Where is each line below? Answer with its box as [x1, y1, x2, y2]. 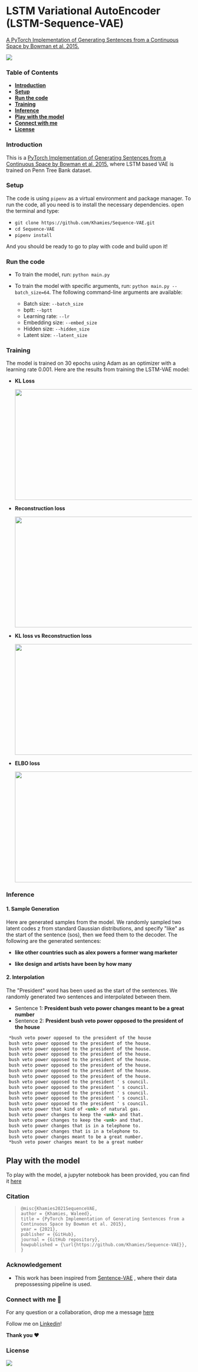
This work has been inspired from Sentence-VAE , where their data [14, 1274, 177, 1281]
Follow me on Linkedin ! [6, 1320, 62, 1327]
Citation [6, 1192, 29, 1201]
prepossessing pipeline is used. [14, 1280, 92, 1287]
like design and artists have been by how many [14, 960, 132, 967]
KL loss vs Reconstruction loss [14, 633, 93, 640]
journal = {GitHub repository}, [20, 1237, 100, 1243]
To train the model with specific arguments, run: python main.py [14, 283, 170, 290]
